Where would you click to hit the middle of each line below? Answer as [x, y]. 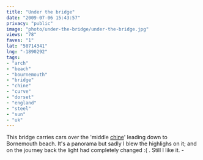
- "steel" [19, 108]
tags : [13, 57]
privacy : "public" [30, 23]
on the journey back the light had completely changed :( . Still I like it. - [95, 150]
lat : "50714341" [27, 46]
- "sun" [16, 114]
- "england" [21, 103]
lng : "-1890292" [27, 52]
